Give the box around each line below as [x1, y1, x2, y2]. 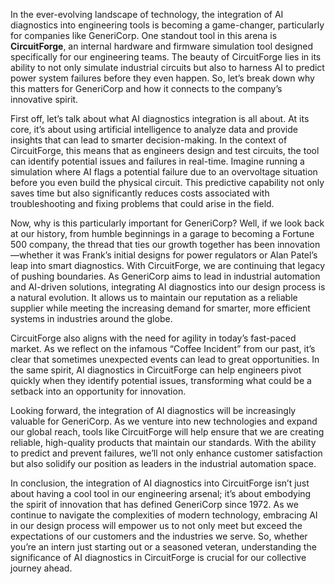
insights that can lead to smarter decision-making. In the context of [10, 134, 288, 146]
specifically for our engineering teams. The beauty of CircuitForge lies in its [10, 51, 322, 63]
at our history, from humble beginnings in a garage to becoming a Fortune [10, 228, 315, 239]
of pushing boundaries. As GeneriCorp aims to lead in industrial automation [10, 270, 321, 282]
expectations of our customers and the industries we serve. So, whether [10, 530, 308, 542]
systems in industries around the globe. [10, 313, 173, 324]
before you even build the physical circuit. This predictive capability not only [10, 177, 325, 188]
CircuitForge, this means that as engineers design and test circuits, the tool [10, 145, 320, 156]
